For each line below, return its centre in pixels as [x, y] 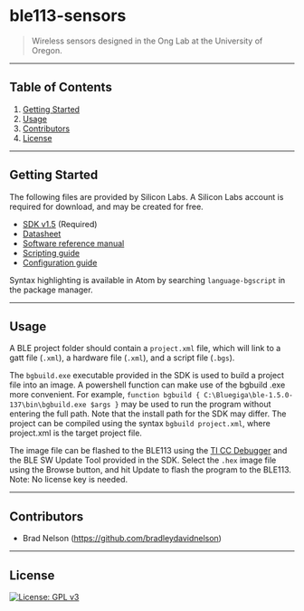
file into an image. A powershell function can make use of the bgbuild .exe [147, 385]
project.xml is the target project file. [76, 433]
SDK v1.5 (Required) [60, 224]
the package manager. [51, 290]
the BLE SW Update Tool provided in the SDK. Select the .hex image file [143, 460]
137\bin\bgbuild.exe [48, 405]
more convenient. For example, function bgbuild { [105, 395]
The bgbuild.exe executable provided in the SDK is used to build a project [147, 376]
